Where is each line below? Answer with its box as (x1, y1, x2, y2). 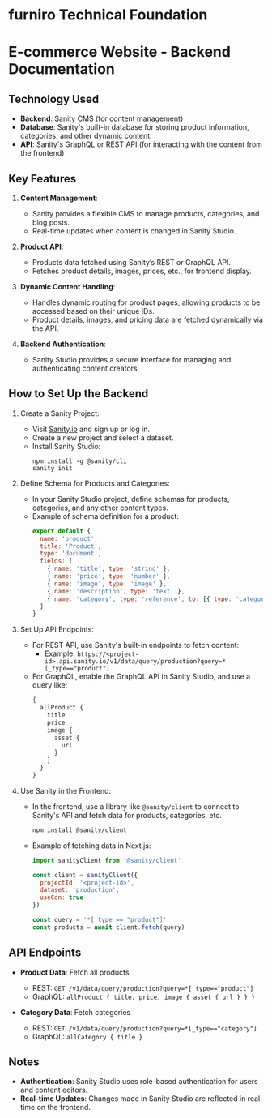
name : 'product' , (39, 534, 99, 542)
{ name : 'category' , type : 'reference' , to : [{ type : (47, 594, 232, 603)
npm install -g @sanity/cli (32, 456, 127, 465)
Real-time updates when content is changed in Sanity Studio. (32, 226, 236, 236)
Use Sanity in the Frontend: (19, 786, 112, 795)
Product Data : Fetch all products (19, 967, 130, 977)
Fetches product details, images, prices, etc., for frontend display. (32, 266, 253, 276)
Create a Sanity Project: (19, 408, 100, 418)
